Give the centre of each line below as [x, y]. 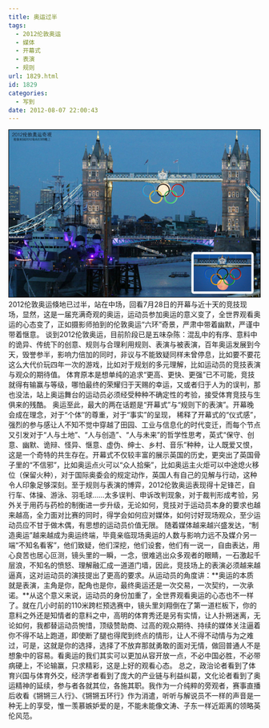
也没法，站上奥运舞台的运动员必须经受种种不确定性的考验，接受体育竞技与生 [134, 394]
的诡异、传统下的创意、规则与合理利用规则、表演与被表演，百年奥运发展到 [131, 344]
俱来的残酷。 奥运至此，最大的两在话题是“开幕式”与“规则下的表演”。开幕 [128, 405]
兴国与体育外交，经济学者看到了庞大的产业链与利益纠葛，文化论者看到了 [134, 675]
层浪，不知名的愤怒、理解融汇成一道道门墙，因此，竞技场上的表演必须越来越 [134, 565]
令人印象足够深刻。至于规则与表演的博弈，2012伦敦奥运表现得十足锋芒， [128, 485]
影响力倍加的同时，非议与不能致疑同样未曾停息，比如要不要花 [159, 354]
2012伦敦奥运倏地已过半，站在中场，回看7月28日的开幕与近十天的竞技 [124, 304]
